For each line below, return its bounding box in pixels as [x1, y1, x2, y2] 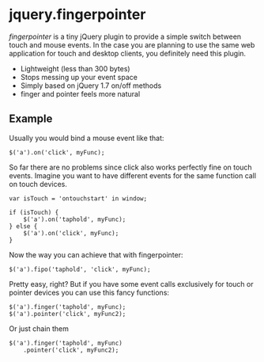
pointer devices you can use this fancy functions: [9, 288, 169, 297]
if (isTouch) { [9, 208, 59, 216]
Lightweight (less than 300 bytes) [20, 63, 130, 73]
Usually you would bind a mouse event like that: [9, 133, 164, 143]
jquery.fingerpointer [9, 6, 146, 24]
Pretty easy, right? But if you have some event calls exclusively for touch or [9, 279, 254, 288]
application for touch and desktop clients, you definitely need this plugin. [9, 48, 247, 58]
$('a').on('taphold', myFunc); [23, 215, 126, 223]
